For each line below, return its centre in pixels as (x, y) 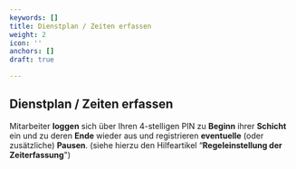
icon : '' (26, 43)
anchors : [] (32, 52)
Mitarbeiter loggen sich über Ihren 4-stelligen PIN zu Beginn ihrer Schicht (148, 126)
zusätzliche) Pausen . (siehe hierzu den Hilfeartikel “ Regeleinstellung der (146, 145)
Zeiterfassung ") (40, 155)
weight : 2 (28, 34)
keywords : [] (34, 18)
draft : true (32, 60)
